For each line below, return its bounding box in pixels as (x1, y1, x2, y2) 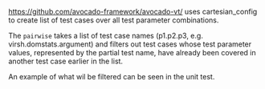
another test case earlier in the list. (8, 56, 123, 66)
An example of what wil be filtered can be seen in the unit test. (8, 72, 215, 81)
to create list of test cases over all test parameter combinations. (8, 15, 219, 25)
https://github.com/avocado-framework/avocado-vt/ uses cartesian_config (8, 7, 258, 16)
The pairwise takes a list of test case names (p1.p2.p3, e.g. (8, 31, 203, 40)
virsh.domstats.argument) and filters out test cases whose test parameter (8, 39, 252, 49)
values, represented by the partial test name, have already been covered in (8, 48, 256, 57)
